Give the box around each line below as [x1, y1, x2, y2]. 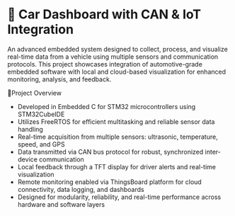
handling [17, 125, 44, 133]
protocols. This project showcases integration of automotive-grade [7, 59, 203, 68]
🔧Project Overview [7, 89, 62, 97]
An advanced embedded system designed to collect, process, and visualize [7, 45, 228, 53]
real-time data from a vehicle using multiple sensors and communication [7, 52, 219, 61]
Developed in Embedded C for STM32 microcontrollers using [17, 102, 196, 110]
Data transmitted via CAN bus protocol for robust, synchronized [17, 147, 204, 156]
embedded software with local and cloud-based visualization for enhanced [7, 67, 227, 76]
